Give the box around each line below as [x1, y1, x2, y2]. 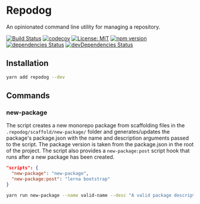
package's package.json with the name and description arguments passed [6, 134, 189, 142]
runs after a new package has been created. [6, 153, 115, 161]
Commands [6, 90, 51, 101]
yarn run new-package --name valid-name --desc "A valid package [6, 192, 171, 198]
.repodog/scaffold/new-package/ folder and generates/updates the [6, 128, 170, 136]
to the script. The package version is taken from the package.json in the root [6, 141, 194, 148]
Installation [6, 58, 49, 68]
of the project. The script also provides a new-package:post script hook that [6, 147, 190, 155]
